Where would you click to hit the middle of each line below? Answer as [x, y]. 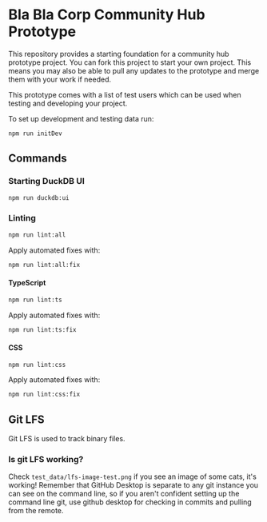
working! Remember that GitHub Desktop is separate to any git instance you [133, 485]
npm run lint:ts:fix [43, 329]
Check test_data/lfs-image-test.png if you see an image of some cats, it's [133, 476]
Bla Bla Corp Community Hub [107, 15]
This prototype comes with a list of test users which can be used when [125, 94]
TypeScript [27, 283]
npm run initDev [35, 133]
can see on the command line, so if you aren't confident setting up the [124, 494]
